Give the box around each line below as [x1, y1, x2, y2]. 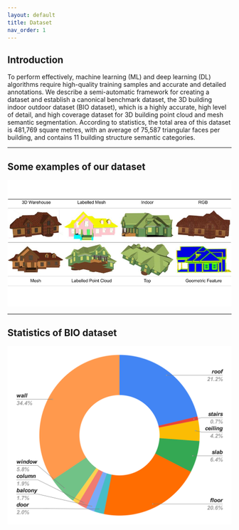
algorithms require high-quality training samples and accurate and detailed [7, 80, 226, 89]
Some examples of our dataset [7, 160, 146, 172]
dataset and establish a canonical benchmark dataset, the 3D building [7, 95, 212, 104]
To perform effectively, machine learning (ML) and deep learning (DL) [7, 73, 211, 81]
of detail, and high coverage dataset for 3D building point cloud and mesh [7, 110, 224, 119]
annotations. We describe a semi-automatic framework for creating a [7, 88, 210, 96]
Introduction [7, 53, 64, 66]
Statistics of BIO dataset [7, 326, 117, 338]
